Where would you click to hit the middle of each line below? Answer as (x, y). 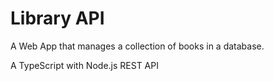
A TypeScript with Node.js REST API (84, 65)
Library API (57, 18)
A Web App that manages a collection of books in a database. (137, 46)
